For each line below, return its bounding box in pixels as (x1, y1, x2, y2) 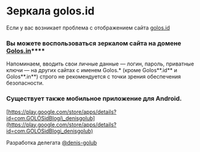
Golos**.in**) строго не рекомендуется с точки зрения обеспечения (6, 73, 181, 81)
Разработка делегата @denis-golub (6, 139, 97, 146)
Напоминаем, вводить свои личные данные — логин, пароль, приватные (6, 60, 194, 67)
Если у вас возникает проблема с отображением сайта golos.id (6, 24, 170, 31)
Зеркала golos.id (6, 4, 95, 18)
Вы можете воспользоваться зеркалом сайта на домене (6, 39, 181, 47)
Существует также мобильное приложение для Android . (6, 94, 182, 103)
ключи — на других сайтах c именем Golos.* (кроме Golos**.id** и (6, 67, 177, 74)
